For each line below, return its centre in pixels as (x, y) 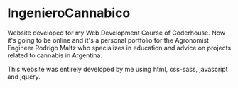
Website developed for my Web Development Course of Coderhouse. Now (117, 33)
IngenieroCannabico (69, 13)
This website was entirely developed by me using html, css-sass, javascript (118, 69)
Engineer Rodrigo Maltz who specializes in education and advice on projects (119, 48)
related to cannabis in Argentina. (55, 55)
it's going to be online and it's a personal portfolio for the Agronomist (108, 40)
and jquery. (24, 77)
